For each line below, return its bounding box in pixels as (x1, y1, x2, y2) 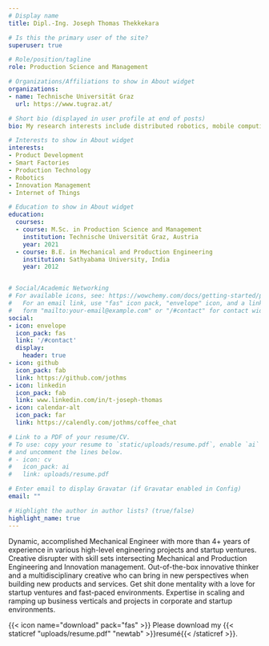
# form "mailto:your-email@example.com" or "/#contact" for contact (8, 307, 249, 315)
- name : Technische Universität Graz (8, 92, 134, 100)
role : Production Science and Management (8, 63, 149, 71)
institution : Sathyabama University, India (22, 255, 171, 263)
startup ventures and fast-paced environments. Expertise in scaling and (8, 587, 245, 597)
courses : (15, 218, 45, 226)
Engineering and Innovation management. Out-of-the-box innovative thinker (8, 562, 259, 571)
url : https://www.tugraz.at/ (15, 100, 113, 108)
